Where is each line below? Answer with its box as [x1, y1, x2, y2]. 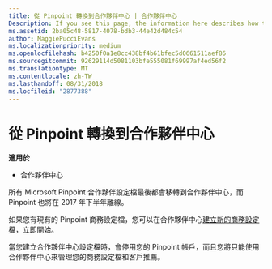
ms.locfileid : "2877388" [8, 87, 92, 96]
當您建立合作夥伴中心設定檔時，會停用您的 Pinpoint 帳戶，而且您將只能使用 [8, 242, 260, 252]
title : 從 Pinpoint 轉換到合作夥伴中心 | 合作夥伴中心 [8, 11, 178, 20]
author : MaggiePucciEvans [8, 34, 96, 43]
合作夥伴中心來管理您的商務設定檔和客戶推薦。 [8, 252, 164, 262]
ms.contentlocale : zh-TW [8, 72, 92, 80]
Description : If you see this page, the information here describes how [8, 19, 259, 28]
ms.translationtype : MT [8, 65, 89, 73]
